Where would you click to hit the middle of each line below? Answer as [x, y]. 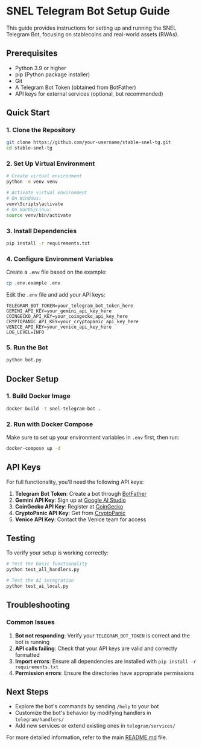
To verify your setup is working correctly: [57, 553]
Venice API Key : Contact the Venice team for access [80, 519]
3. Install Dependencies [42, 231]
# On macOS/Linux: [29, 209]
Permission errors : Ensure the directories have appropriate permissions [104, 673]
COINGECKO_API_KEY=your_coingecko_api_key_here [67, 316]
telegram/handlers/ [39, 720]
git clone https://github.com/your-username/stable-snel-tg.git [89, 143]
